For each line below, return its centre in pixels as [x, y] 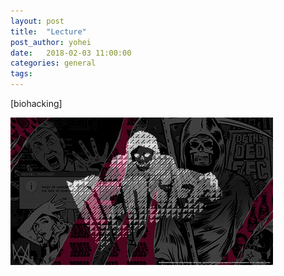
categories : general [53, 63]
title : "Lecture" [48, 31]
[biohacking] [36, 103]
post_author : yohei [51, 42]
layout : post [37, 21]
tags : [21, 74]
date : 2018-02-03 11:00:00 [71, 53]
